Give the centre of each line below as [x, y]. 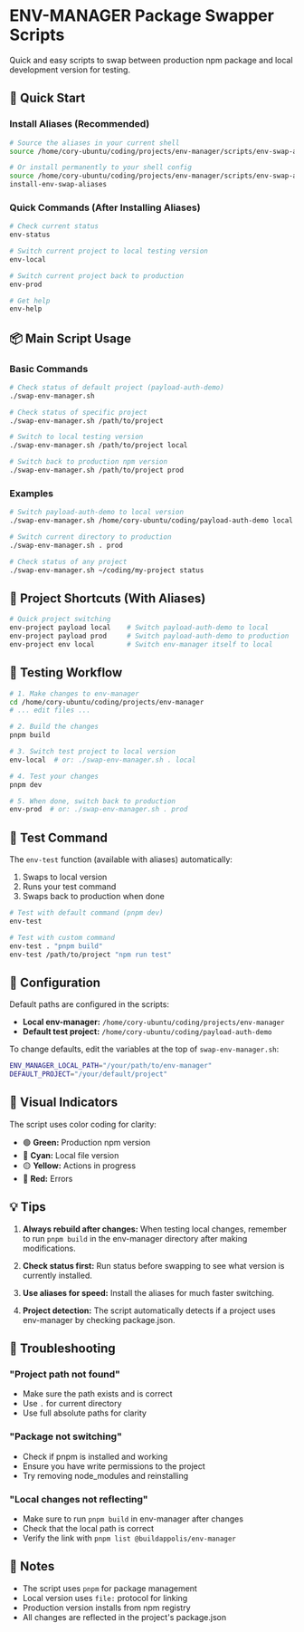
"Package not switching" [66, 1436]
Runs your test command [69, 887]
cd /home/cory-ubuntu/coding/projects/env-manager [107, 702]
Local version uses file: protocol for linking [105, 1598]
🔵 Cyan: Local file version [71, 1155]
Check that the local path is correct [88, 1528]
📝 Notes [32, 1566]
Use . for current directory [72, 1404]
